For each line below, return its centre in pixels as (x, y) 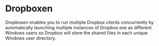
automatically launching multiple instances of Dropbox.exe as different (78, 27)
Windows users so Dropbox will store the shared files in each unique (76, 33)
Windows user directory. (31, 38)
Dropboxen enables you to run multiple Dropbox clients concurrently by (79, 22)
